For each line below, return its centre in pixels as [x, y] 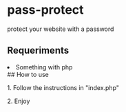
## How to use [28, 74]
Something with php [44, 67]
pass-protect [45, 10]
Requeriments [38, 51]
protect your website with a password [61, 29]
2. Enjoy [19, 101]
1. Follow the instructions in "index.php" [63, 87]
